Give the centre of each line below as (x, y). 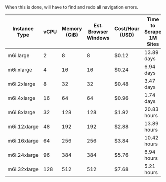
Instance (23, 28)
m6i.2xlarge (21, 84)
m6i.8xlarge (21, 112)
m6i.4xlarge (21, 98)
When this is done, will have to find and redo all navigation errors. (72, 7)
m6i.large (19, 55)
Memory (72, 28)
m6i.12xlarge (23, 127)
